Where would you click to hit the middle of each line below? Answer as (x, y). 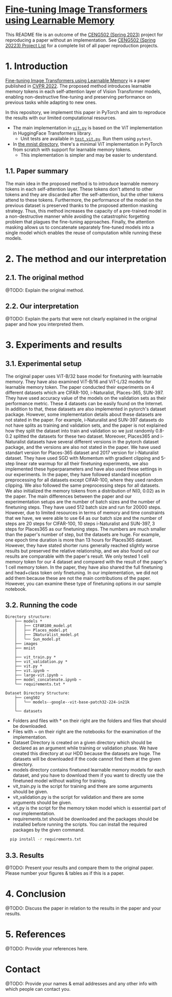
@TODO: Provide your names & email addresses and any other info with (81, 983)
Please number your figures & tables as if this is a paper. (65, 873)
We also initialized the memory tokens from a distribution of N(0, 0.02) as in (85, 491)
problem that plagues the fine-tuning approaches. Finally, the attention (80, 221)
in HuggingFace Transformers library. (52, 133)
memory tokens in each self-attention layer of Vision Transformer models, (83, 91)
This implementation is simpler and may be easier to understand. (89, 155)
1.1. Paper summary (37, 171)
